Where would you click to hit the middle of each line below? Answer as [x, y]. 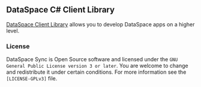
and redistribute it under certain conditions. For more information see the [96, 72]
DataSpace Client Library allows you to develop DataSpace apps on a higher [100, 24]
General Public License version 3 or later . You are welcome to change [97, 66]
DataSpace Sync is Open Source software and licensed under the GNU [92, 59]
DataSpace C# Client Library [61, 10]
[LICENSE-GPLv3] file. [32, 79]
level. [13, 31]
